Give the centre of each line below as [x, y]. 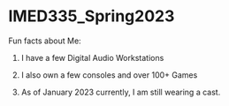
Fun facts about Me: [45, 41]
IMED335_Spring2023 [92, 16]
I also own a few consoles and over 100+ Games [109, 75]
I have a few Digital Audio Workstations [92, 57]
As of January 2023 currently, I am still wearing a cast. [121, 92]
